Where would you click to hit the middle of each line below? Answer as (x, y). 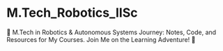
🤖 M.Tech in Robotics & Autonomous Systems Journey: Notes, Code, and (111, 32)
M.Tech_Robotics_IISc (72, 13)
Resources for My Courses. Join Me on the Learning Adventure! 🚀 (101, 39)
